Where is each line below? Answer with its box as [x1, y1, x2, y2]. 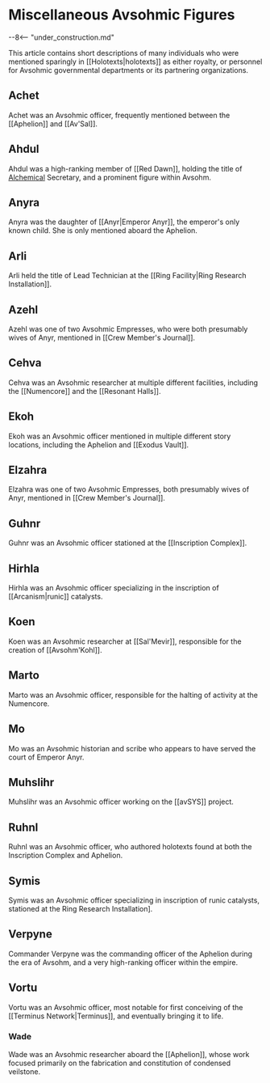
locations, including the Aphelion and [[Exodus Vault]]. [8, 439, 189, 450]
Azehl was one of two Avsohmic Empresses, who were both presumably [8, 324, 248, 333]
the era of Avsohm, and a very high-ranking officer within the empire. [8, 957, 239, 967]
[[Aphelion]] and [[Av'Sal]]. [8, 119, 98, 129]
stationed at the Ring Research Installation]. [8, 903, 153, 913]
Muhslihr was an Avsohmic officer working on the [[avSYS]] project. [8, 797, 234, 806]
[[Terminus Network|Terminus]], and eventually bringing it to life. [8, 1011, 224, 1021]
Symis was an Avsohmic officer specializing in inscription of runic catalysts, [8, 895, 260, 905]
